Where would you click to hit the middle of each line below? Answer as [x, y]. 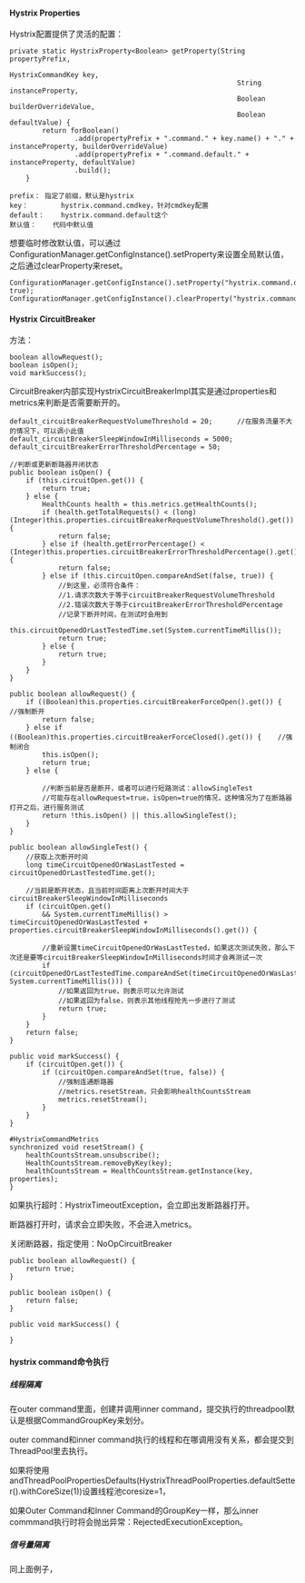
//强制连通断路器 [86, 1082]
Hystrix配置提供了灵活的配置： [67, 34]
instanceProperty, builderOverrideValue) [89, 147]
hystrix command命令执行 [59, 1362]
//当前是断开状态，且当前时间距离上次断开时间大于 [108, 891]
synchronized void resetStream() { [77, 1148]
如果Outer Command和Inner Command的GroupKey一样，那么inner [134, 1510]
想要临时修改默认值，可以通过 [65, 243]
